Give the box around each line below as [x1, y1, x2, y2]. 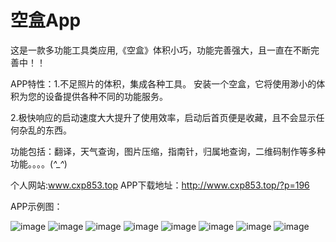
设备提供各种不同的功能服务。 [44, 90, 168, 102]
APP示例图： [10, 200, 63, 212]
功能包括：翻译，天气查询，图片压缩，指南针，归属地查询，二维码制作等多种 [10, 145, 326, 157]
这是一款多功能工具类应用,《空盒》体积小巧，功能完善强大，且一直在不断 [10, 44, 312, 56]
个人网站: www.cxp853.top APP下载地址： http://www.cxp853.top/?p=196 [10, 179, 310, 191]
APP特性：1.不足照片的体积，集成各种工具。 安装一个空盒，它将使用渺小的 [10, 77, 317, 90]
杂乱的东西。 [18, 124, 72, 136]
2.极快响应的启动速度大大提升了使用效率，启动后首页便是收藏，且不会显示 [10, 111, 317, 123]
